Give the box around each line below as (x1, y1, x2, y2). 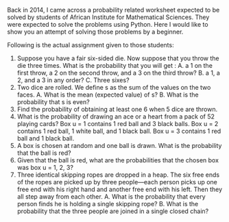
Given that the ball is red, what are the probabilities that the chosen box (16, 156, 219, 164)
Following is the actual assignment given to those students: (7, 41, 174, 49)
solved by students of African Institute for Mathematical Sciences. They (7, 13, 210, 21)
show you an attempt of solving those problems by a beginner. (7, 27, 184, 36)
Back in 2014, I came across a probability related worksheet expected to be (7, 6, 220, 14)
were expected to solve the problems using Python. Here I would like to (7, 21, 208, 28)
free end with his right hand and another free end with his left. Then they (16, 185, 223, 193)
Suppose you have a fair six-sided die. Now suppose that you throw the (16, 54, 219, 62)
